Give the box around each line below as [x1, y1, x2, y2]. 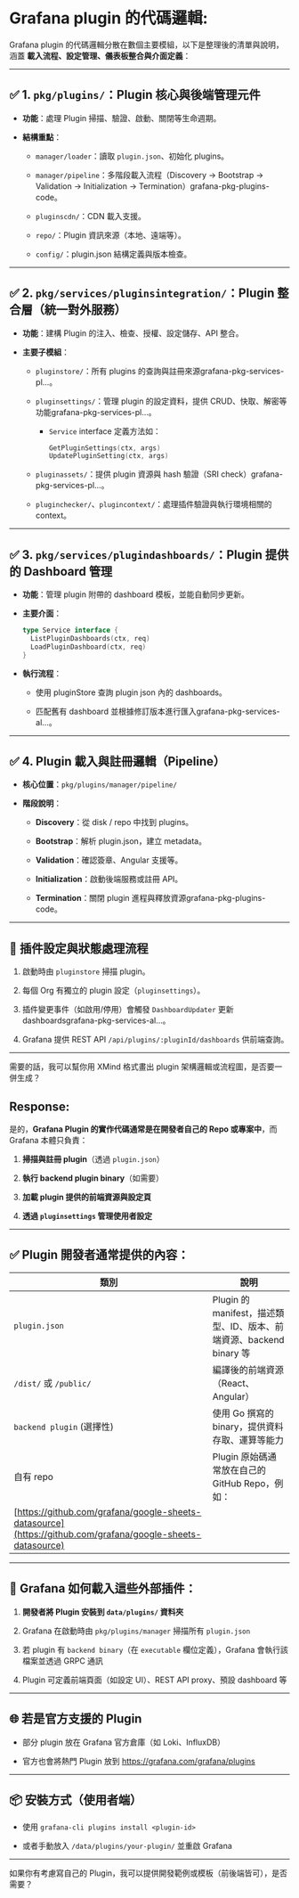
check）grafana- [221, 469, 283, 479]
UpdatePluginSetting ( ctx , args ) [48, 452, 169, 461]
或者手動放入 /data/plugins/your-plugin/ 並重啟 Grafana [21, 1841, 233, 1852]
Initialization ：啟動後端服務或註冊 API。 [35, 874, 183, 885]
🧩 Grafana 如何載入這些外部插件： [9, 1581, 198, 1596]
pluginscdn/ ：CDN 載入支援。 [35, 210, 147, 221]
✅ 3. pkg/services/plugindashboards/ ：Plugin [9, 547, 263, 562]
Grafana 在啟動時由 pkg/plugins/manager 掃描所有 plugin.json [21, 1625, 251, 1636]
